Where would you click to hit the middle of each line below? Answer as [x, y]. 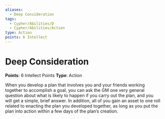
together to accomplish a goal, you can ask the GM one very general [75, 90]
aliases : [14, 10]
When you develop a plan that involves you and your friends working [75, 85]
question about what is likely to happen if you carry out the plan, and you [80, 95]
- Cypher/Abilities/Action [37, 28]
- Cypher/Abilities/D [32, 23]
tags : [11, 19]
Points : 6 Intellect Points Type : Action [44, 75]
